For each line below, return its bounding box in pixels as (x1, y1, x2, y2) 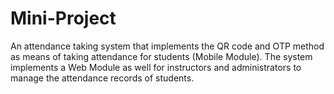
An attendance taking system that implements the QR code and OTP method (10, 40, 325, 52)
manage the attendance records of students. (10, 72, 195, 84)
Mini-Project (10, 7, 117, 30)
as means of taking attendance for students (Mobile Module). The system (10, 50, 313, 62)
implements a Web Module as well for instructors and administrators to (10, 61, 302, 73)
